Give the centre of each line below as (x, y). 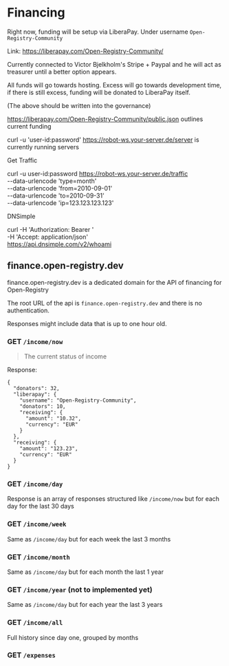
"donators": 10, (43, 407)
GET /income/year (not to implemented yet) (80, 590)
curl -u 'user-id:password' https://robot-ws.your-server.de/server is (103, 140)
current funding (29, 126)
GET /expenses (32, 655)
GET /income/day (35, 484)
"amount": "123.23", (49, 449)
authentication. (29, 310)
